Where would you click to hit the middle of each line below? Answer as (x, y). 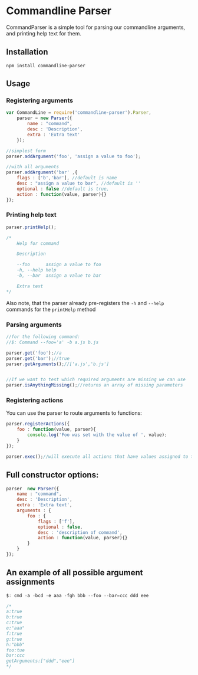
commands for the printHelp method (51, 309)
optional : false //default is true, (63, 189)
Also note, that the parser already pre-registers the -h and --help (85, 303)
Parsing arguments (34, 325)
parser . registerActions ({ (38, 424)
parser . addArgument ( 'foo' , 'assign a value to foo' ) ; (74, 156)
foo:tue (16, 650)
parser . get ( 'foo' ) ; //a (34, 353)
